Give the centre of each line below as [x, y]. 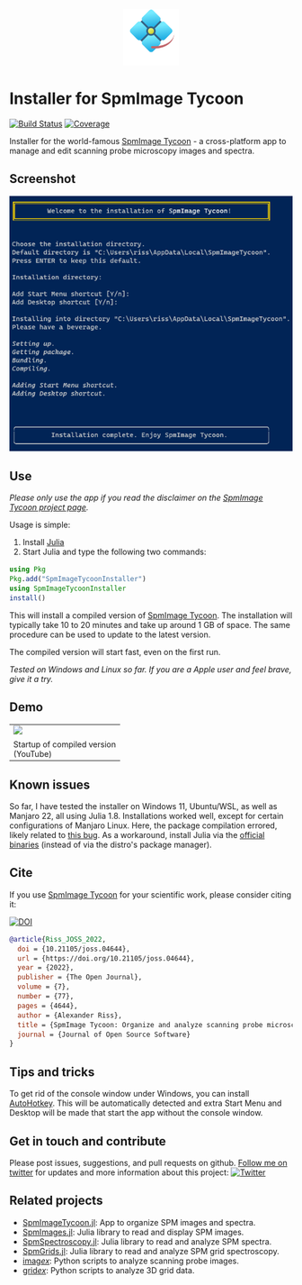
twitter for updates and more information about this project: [119, 1172]
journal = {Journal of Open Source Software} [104, 1034]
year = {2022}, [46, 968]
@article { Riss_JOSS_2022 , [58, 939]
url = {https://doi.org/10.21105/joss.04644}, [106, 958]
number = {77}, [46, 997]
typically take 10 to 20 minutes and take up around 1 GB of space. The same [150, 624]
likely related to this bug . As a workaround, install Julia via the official [137, 835]
